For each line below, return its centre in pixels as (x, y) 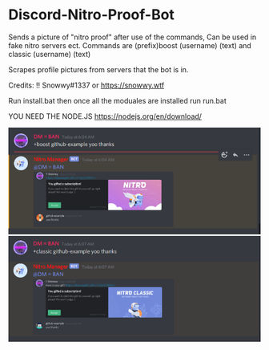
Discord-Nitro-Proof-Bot (91, 15)
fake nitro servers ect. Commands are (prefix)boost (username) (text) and (130, 45)
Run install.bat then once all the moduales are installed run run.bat (117, 100)
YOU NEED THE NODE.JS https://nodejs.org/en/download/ (105, 116)
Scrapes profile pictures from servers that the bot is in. (98, 69)
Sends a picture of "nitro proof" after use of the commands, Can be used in (132, 37)
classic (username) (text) (50, 54)
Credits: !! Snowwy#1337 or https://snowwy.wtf (86, 85)
